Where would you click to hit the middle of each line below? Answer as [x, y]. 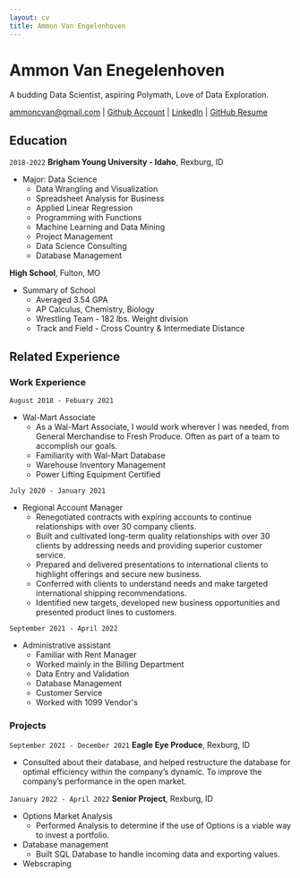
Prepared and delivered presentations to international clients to [152, 564]
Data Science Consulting [81, 246]
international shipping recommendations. [111, 593]
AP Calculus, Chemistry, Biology [95, 309]
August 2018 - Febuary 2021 [62, 400]
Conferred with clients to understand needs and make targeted [152, 583]
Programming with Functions [89, 218]
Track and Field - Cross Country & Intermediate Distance [140, 329]
